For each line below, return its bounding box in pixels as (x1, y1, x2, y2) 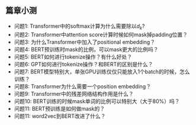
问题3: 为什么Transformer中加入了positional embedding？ (14, 38, 155, 46)
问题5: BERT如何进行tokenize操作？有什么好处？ (14, 53, 133, 60)
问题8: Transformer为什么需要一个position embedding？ (14, 82, 152, 90)
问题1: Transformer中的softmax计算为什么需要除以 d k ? (14, 23, 145, 31)
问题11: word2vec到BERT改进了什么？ (14, 112, 106, 120)
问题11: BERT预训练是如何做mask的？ (14, 105, 105, 112)
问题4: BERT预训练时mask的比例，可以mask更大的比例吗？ (14, 46, 159, 53)
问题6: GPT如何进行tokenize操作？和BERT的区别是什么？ (14, 60, 153, 68)
